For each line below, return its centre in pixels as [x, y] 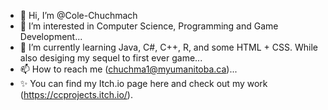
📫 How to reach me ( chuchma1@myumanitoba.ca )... [128, 69]
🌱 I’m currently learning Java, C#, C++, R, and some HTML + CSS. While [168, 47]
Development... [51, 36]
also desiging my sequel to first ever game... [111, 58]
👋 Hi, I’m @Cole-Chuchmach [78, 15]
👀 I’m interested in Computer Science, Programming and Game [149, 26]
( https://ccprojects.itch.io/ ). [76, 94]
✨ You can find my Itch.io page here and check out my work [143, 83]
